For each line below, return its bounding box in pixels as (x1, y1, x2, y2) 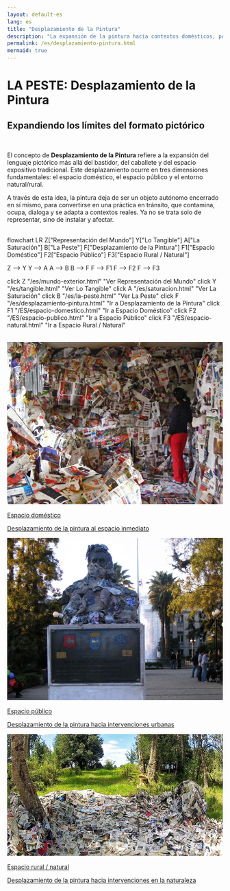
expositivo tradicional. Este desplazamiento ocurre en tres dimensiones (7, 165, 209, 174)
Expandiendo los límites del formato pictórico (7, 119, 205, 131)
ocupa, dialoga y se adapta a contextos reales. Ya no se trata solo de (7, 208, 202, 216)
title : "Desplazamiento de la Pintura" (7, 25, 121, 32)
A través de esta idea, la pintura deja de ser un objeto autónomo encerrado (7, 194, 219, 202)
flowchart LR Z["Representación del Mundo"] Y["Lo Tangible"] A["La (7, 236, 201, 244)
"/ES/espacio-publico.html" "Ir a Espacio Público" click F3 (7, 314, 171, 322)
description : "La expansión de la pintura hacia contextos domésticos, (7, 33, 216, 40)
